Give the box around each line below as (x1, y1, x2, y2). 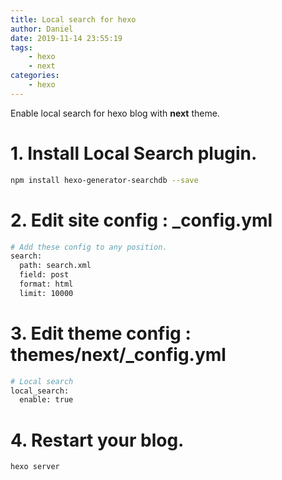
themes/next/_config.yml (10, 343, 227, 366)
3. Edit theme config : (10, 322, 192, 345)
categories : (10, 71, 60, 81)
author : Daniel (10, 24, 74, 34)
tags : (10, 42, 33, 53)
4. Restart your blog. (10, 429, 185, 451)
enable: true (19, 395, 74, 405)
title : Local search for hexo (10, 14, 137, 25)
